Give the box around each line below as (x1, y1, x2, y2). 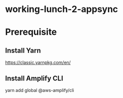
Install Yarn (5, 46, 41, 54)
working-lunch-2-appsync (5, 3, 119, 15)
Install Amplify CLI (5, 74, 63, 82)
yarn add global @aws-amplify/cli (5, 87, 74, 93)
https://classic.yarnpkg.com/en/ (5, 59, 71, 65)
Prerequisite (5, 26, 57, 38)
